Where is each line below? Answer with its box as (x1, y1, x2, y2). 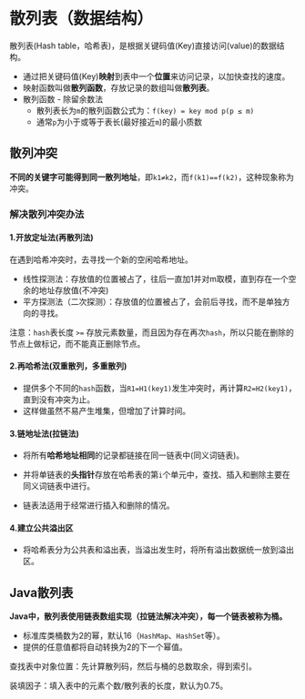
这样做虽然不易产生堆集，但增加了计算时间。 (22, 406, 191, 417)
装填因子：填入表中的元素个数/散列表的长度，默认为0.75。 (9, 680, 229, 692)
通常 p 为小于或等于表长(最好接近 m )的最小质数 (36, 116, 203, 127)
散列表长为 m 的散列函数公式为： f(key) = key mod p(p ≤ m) (36, 105, 255, 116)
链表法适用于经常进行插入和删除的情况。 (22, 500, 175, 511)
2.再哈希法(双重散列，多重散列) (9, 360, 127, 371)
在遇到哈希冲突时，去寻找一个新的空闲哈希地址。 (9, 254, 193, 265)
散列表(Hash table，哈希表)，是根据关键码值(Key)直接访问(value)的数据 (9, 40, 278, 51)
